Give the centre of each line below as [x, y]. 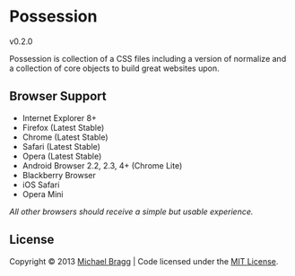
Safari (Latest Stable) [61, 146]
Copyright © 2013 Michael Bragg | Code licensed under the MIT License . [144, 261]
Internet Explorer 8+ [59, 117]
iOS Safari [41, 185]
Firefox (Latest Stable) [63, 127]
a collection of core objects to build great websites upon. [114, 68]
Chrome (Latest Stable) [65, 137]
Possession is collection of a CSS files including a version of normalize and [148, 58]
